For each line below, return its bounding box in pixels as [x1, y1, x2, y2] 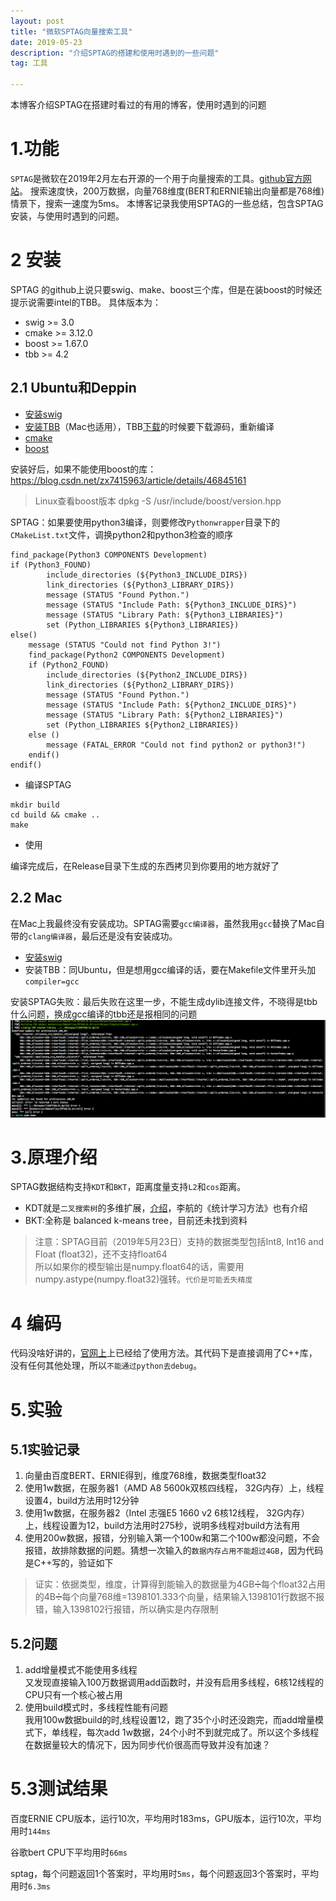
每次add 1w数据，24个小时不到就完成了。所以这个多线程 [86, 1726, 320, 1739]
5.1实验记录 [10, 1441, 80, 1458]
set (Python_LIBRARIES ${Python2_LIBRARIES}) [46, 720, 240, 730]
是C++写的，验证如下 [24, 1557, 114, 1569]
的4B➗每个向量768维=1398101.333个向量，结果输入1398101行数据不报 [34, 1591, 325, 1603]
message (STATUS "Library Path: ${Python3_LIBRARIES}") [46, 610, 284, 620]
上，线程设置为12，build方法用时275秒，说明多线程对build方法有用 [24, 1520, 301, 1532]
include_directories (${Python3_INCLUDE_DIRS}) [46, 570, 248, 580]
